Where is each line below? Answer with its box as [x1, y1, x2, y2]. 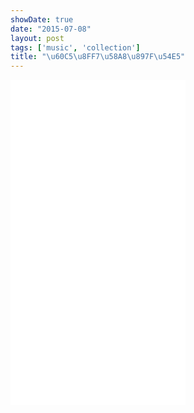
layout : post [10, 33, 65, 43]
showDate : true [10, 14, 74, 25]
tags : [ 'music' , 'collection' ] [10, 42, 141, 53]
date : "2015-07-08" [10, 24, 92, 34]
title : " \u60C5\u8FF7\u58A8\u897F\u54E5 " [10, 52, 186, 62]
